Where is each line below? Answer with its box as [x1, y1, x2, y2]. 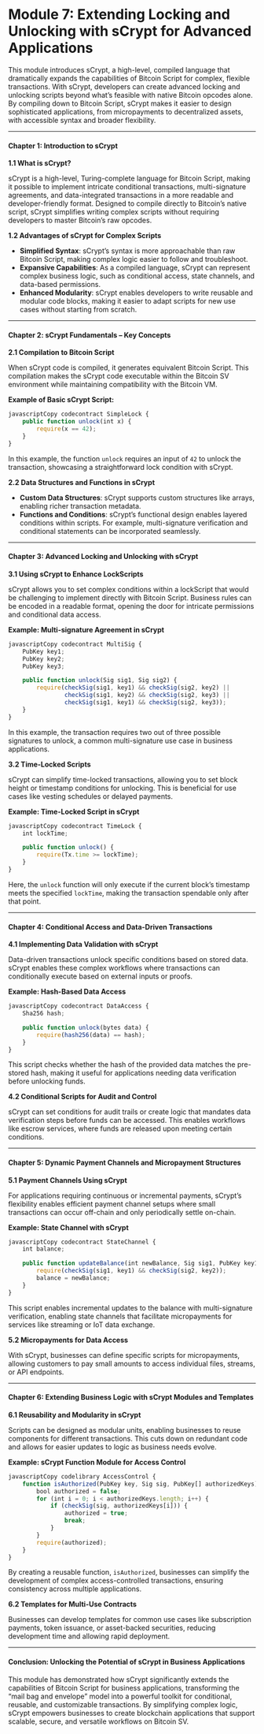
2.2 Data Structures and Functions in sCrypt [8, 477, 156, 487]
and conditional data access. [8, 610, 101, 619]
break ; [64, 1516, 86, 1525]
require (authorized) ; [36, 1538, 108, 1546]
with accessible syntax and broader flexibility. [8, 115, 156, 125]
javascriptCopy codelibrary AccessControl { [8, 1472, 156, 1480]
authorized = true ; [64, 1509, 128, 1517]
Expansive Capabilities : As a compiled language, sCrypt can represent [19, 263, 251, 273]
